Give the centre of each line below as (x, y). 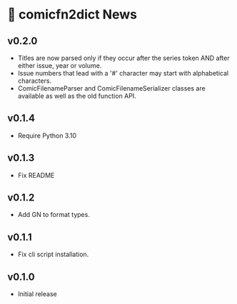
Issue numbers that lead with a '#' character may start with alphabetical (123, 73)
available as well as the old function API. (77, 96)
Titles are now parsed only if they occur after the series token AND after (123, 58)
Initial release (37, 294)
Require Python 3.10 (47, 136)
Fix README (36, 175)
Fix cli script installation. (53, 254)
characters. (35, 81)
